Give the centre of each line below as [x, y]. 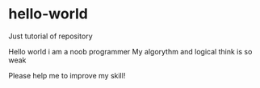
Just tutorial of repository [50, 36]
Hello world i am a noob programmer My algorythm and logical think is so [130, 51]
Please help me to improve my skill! [67, 75]
